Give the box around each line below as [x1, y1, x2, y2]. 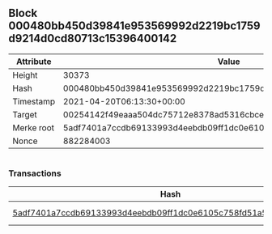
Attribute [15, 56, 52, 67]
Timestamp [12, 96, 56, 107]
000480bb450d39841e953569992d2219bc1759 [8, 19, 261, 33]
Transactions [8, 168, 62, 179]
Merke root [12, 121, 55, 133]
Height [12, 69, 38, 80]
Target [12, 108, 38, 120]
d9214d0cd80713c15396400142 [8, 32, 177, 45]
